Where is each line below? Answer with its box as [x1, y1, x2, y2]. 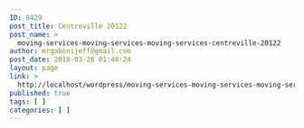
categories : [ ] [9, 105, 71, 114]
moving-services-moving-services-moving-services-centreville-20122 [17, 38, 281, 48]
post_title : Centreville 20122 [9, 22, 128, 31]
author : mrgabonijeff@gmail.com [9, 47, 131, 56]
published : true [9, 88, 71, 97]
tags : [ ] [9, 96, 47, 106]
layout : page [9, 64, 59, 73]
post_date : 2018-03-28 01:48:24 [9, 55, 131, 64]
